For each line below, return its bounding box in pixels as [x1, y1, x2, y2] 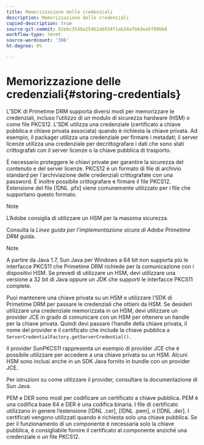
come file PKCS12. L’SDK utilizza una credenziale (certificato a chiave [6, 120, 181, 128]
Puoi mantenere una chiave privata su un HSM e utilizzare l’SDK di [6, 294, 172, 301]
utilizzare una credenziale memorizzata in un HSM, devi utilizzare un [6, 307, 178, 314]
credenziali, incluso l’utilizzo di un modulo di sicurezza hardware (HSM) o [6, 114, 190, 121]
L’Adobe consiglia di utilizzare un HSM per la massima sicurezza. [6, 214, 169, 221]
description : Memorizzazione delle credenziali [6, 15, 130, 21]
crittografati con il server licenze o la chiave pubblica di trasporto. [6, 146, 172, 154]
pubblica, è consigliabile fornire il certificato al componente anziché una [6, 426, 188, 433]
